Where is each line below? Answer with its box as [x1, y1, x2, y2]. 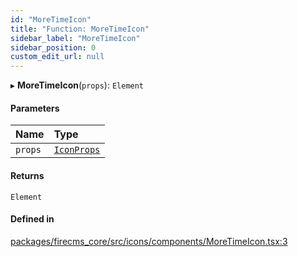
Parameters [10, 102, 60, 114]
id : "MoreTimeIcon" [10, 14, 92, 25]
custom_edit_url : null [10, 52, 105, 62]
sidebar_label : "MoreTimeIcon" [10, 33, 141, 43]
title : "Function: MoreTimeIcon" [10, 24, 150, 34]
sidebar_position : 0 [10, 42, 97, 53]
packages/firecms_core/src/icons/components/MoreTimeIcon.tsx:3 [10, 235, 288, 247]
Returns [10, 169, 45, 181]
